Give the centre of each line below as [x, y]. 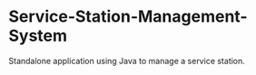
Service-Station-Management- [128, 17]
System [38, 36]
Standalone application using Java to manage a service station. [127, 61]
